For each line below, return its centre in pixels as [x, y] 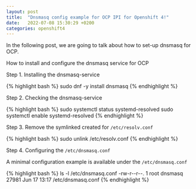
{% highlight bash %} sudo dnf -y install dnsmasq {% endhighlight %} [92, 86]
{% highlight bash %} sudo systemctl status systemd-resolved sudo [90, 109]
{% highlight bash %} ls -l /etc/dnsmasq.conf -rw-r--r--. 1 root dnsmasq [95, 173]
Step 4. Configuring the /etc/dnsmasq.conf [58, 150]
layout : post [22, 12]
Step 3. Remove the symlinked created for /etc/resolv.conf [80, 127]
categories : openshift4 [36, 28]
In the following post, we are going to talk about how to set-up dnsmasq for [99, 45]
